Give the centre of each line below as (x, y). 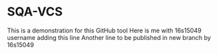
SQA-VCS (35, 12)
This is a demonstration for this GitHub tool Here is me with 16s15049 (104, 30)
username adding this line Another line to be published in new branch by (109, 37)
